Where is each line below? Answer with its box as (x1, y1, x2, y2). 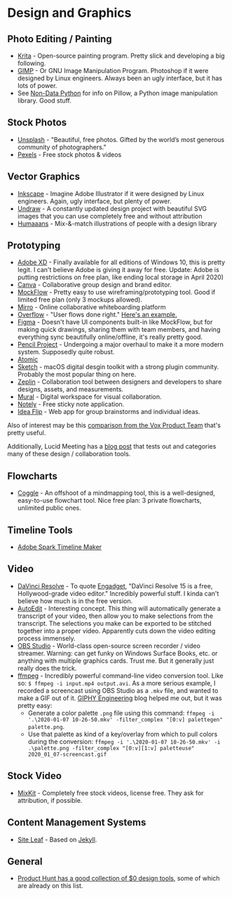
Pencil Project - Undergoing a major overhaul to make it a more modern (17, 340, 224, 349)
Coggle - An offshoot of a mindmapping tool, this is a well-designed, (17, 489, 215, 497)
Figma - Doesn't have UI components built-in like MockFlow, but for (17, 318, 213, 326)
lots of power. (17, 82, 57, 89)
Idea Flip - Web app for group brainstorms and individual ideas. (17, 408, 200, 416)
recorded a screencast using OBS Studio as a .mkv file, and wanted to (17, 686, 219, 695)
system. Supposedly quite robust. (17, 348, 115, 356)
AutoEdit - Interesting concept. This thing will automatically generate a (17, 604, 221, 612)
